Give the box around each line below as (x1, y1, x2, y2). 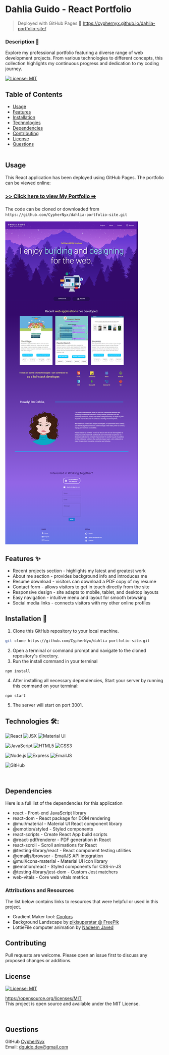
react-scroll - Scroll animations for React (12, 842, 97, 848)
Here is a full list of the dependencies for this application (5, 800, 123, 806)
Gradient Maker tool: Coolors (12, 913, 73, 919)
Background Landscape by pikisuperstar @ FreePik (12, 919, 120, 925)
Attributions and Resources (5, 887, 74, 894)
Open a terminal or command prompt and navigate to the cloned (12, 647, 146, 653)
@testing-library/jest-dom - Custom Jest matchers (12, 869, 118, 875)
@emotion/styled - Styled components (12, 826, 93, 832)
